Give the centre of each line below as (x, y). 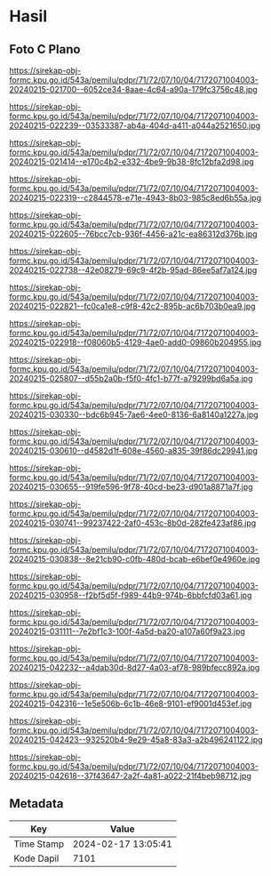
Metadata (36, 804)
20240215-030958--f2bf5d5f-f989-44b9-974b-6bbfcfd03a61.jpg (131, 595)
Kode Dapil (36, 858)
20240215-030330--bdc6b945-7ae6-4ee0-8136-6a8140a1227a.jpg (134, 414)
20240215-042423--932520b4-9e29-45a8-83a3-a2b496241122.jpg (136, 739)
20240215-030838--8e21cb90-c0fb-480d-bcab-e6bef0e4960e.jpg (135, 559)
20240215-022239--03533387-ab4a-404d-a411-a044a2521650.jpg (135, 125)
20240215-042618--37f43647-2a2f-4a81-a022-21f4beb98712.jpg (130, 776)
